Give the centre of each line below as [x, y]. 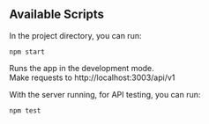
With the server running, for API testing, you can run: [105, 94]
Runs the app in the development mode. [82, 68]
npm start [27, 52]
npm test [25, 110]
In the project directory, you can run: [75, 35]
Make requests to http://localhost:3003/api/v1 [92, 77]
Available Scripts [56, 15]
